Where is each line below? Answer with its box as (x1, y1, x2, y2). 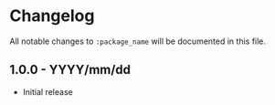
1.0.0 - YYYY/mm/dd (9, 62, 131, 78)
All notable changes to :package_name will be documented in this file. (9, 36, 267, 47)
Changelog (9, 5, 95, 26)
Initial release (22, 86, 73, 97)
